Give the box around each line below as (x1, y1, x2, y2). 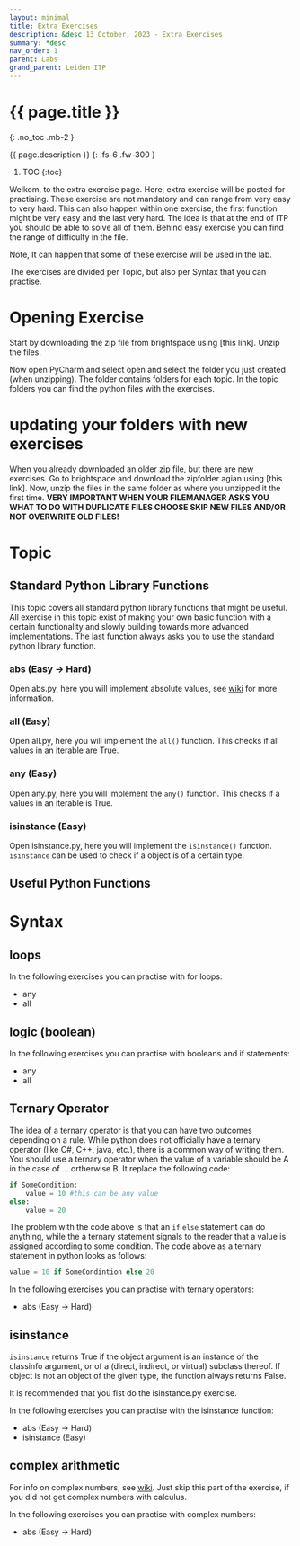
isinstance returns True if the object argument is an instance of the (9, 1351, 259, 1362)
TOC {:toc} (22, 166, 63, 177)
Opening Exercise (9, 307, 145, 328)
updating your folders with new (9, 414, 249, 435)
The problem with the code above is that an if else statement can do (9, 1222, 266, 1232)
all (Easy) (9, 715, 51, 728)
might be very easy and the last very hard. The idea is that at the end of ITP (9, 212, 289, 223)
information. (9, 693, 55, 703)
